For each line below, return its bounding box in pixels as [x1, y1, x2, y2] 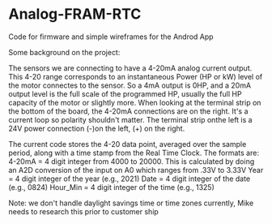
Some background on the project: [8, 47, 121, 57]
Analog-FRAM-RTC [8, 5, 142, 24]
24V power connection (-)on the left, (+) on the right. [8, 123, 185, 133]
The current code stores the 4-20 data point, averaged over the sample [8, 139, 247, 149]
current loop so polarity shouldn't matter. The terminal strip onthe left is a [8, 114, 253, 124]
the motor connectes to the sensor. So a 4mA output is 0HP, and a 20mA [8, 80, 252, 90]
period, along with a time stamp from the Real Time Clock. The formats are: [8, 148, 259, 157]
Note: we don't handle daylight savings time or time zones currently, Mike [8, 198, 254, 208]
